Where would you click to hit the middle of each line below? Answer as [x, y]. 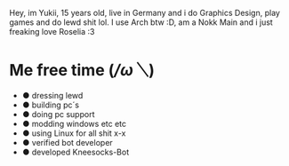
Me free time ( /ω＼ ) [82, 71]
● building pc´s [51, 105]
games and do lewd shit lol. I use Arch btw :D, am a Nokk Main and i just [141, 22]
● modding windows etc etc [74, 123]
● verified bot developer [67, 142]
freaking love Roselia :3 [52, 32]
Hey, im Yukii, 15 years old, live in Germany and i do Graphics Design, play [144, 13]
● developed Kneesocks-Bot [76, 152]
